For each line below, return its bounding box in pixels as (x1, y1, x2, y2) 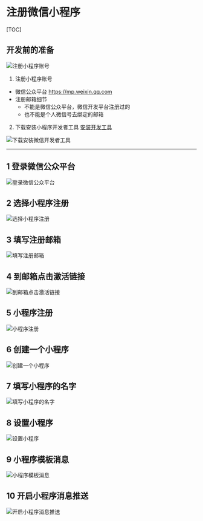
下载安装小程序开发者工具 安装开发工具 (14, 123, 112, 131)
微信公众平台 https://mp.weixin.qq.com (14, 88, 113, 95)
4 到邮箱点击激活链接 (6, 271, 86, 281)
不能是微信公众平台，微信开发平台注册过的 (24, 103, 130, 110)
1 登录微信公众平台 (6, 162, 76, 172)
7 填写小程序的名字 (6, 381, 77, 392)
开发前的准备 (6, 45, 54, 55)
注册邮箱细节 (14, 95, 47, 103)
